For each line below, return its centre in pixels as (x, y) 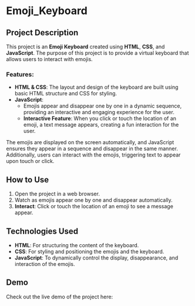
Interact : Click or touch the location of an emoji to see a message (94, 207)
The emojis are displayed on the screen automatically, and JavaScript (90, 142)
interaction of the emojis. (45, 264)
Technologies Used (42, 231)
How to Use (28, 180)
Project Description (42, 33)
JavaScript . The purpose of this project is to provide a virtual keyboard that (97, 53)
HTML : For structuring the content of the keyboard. (77, 245)
